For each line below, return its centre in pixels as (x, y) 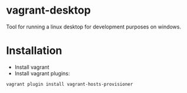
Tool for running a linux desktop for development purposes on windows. (94, 27)
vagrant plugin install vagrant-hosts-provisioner (70, 84)
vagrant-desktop (49, 10)
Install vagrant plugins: (42, 73)
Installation (34, 51)
